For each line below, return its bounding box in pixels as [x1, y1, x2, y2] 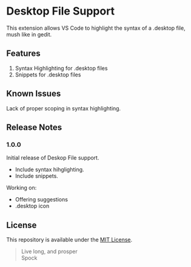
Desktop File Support [6, 4, 115, 18]
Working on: [6, 184, 37, 192]
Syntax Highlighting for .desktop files [15, 64, 108, 72]
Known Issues [6, 89, 61, 99]
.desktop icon [15, 202, 50, 210]
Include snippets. [15, 172, 59, 180]
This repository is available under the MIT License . [6, 236, 133, 243]
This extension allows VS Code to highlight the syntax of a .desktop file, [6, 24, 186, 32]
